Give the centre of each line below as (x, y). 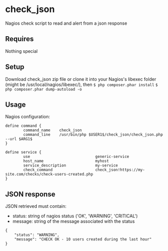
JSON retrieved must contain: (36, 206)
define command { (23, 126)
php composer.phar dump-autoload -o (44, 89)
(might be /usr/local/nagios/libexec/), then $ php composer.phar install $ (81, 85)
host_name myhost (66, 161)
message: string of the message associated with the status (73, 221)
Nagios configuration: (28, 117)
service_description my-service (71, 165)
